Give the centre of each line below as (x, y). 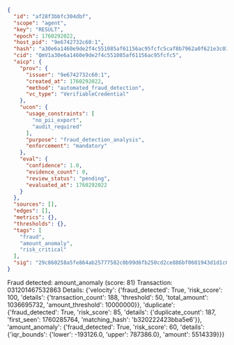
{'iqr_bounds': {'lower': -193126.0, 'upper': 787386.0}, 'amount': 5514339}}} (116, 334)
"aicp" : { (28, 62)
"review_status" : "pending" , (68, 178)
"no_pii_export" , (57, 120)
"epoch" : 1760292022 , (45, 36)
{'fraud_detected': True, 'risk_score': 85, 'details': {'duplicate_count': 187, (112, 312)
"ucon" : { (34, 107)
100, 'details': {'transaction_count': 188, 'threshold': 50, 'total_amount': (108, 297)
